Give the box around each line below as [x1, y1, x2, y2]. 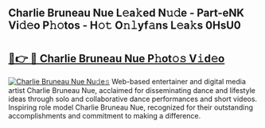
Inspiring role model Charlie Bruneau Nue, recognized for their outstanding [8, 103, 253, 112]
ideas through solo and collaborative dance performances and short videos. [8, 95, 257, 103]
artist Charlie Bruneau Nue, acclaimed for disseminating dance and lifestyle [8, 86, 256, 95]
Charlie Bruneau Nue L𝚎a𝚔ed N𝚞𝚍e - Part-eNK [8, 6, 245, 20]
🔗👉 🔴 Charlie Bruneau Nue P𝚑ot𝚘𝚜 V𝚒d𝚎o [8, 52, 225, 65]
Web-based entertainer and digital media [111, 77, 247, 86]
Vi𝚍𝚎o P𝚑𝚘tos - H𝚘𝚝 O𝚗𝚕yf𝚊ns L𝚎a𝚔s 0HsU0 [8, 19, 241, 33]
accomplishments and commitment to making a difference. [8, 111, 201, 120]
